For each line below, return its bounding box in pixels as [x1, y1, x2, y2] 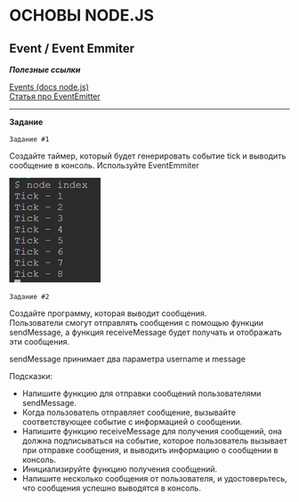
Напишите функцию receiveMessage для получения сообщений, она [21, 426, 282, 436]
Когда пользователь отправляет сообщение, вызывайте [21, 407, 236, 417]
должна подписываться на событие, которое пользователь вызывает [21, 435, 287, 446]
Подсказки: [9, 371, 53, 381]
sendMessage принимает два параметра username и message [9, 353, 246, 364]
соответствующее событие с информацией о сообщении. [21, 417, 243, 427]
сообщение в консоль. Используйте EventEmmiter [9, 160, 199, 170]
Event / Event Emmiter [9, 41, 135, 56]
